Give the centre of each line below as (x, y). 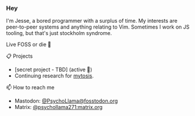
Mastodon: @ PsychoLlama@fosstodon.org (66, 101)
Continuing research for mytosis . (54, 76)
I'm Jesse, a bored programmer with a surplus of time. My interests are (92, 21)
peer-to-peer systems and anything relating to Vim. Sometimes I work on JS (98, 27)
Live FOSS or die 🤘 (29, 44)
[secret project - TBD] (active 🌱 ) (53, 70)
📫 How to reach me (30, 87)
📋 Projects (20, 56)
